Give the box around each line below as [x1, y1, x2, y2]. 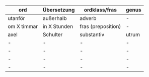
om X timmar [8, 23, 38, 29]
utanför [8, 15, 25, 21]
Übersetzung [42, 6, 75, 13]
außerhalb [42, 15, 67, 21]
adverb [80, 15, 97, 21]
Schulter [42, 31, 63, 38]
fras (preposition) [80, 23, 121, 29]
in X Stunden [42, 23, 73, 29]
